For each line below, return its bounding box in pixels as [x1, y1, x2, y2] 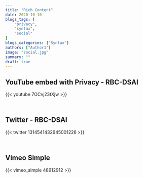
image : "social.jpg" [5, 50, 49, 55]
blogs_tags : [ [5, 17, 35, 22]
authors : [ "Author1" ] [5, 45, 51, 50]
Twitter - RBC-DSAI [5, 116, 67, 124]
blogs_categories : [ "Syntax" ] [5, 40, 69, 46]
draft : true [5, 59, 30, 64]
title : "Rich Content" [5, 7, 53, 13]
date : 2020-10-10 [5, 12, 42, 17]
